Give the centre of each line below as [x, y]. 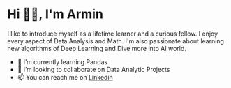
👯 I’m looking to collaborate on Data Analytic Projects [94, 69]
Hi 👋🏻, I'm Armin [55, 14]
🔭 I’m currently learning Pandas [62, 61]
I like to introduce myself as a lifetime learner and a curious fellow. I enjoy [113, 34]
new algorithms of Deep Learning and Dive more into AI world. [97, 48]
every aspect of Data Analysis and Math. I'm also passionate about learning [116, 41]
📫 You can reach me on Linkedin [65, 77]
